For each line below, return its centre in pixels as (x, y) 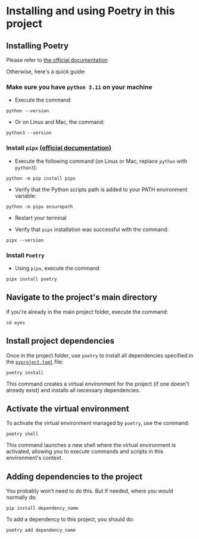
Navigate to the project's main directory (82, 298)
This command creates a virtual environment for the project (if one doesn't (98, 384)
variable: (26, 196)
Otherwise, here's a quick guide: (46, 72)
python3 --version (29, 133)
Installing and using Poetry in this (91, 11)
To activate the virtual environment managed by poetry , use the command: (98, 423)
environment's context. (35, 458)
